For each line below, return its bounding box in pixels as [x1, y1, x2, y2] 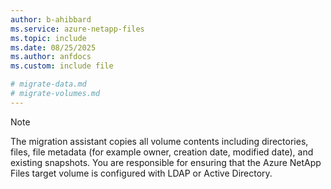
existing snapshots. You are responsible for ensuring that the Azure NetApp [10, 156, 322, 168]
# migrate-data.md [10, 79, 87, 90]
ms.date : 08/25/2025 [10, 42, 97, 53]
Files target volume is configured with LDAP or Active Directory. [10, 167, 273, 179]
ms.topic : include [10, 33, 87, 43]
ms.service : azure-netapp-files [10, 24, 145, 34]
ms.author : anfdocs [10, 52, 92, 62]
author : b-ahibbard [10, 14, 92, 25]
